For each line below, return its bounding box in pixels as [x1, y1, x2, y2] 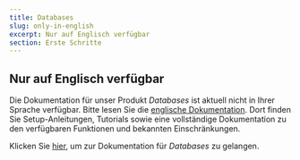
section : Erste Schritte [9, 38, 102, 47]
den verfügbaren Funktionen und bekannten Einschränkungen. [9, 123, 241, 134]
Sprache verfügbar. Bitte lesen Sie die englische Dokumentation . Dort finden [9, 105, 292, 115]
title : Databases [9, 13, 74, 22]
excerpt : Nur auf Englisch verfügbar [9, 29, 150, 38]
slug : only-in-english [9, 21, 94, 30]
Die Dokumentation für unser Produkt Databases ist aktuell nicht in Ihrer [9, 95, 276, 105]
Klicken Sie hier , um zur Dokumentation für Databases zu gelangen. [9, 140, 260, 152]
